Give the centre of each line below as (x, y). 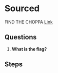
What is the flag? (29, 49)
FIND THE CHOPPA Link (29, 22)
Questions (21, 37)
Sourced (22, 9)
